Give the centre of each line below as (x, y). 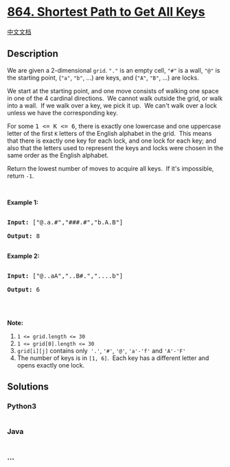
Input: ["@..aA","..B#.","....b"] (65, 276)
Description (33, 54)
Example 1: (23, 202)
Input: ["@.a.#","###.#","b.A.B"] (65, 222)
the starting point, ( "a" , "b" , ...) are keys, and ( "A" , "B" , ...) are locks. (103, 77)
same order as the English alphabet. (58, 155)
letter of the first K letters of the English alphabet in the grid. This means (110, 133)
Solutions (28, 387)
